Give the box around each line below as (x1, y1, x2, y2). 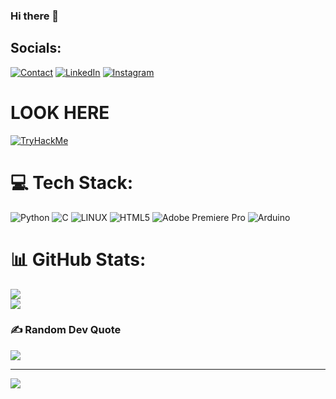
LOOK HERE (10, 101, 110, 124)
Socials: (10, 40, 62, 57)
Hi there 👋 (10, 9, 60, 23)
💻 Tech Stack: (10, 171, 134, 194)
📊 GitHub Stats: (10, 248, 147, 271)
